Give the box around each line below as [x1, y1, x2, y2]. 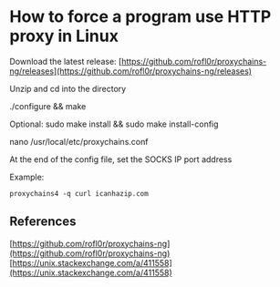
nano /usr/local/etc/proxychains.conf [9, 136, 149, 147]
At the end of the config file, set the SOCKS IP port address [9, 153, 233, 165]
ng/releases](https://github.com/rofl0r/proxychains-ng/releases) [9, 66, 253, 77]
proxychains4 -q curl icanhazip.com [9, 189, 149, 198]
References [9, 214, 77, 230]
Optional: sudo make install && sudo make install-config [9, 118, 219, 129]
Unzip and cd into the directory [9, 83, 127, 94]
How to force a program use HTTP [9, 6, 272, 27]
